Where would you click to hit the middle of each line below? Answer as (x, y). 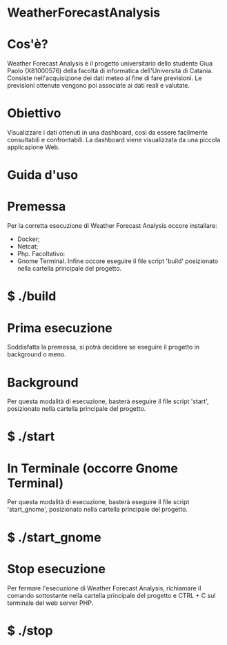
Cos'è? (28, 45)
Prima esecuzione (60, 328)
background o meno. (37, 354)
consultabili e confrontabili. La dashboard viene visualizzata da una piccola (114, 140)
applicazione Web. (33, 147)
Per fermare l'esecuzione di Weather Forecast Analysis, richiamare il (104, 588)
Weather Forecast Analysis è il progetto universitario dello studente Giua (110, 64)
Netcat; (28, 247)
